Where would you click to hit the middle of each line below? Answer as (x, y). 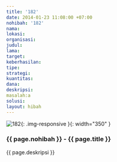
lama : (13, 51)
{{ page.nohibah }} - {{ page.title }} (58, 139)
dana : (13, 85)
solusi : (16, 101)
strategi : (19, 73)
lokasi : (16, 34)
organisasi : (21, 40)
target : (16, 56)
